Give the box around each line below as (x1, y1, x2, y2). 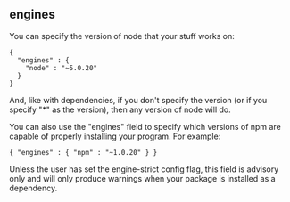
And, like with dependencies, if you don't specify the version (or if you (9, 94, 268, 105)
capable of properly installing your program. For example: (9, 131, 221, 141)
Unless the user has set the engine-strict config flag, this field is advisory (9, 164, 279, 174)
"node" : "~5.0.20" (25, 63, 98, 72)
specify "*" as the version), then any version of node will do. (9, 104, 231, 115)
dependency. (9, 182, 58, 193)
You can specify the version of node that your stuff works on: (9, 30, 235, 41)
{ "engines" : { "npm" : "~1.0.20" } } (9, 148, 158, 157)
